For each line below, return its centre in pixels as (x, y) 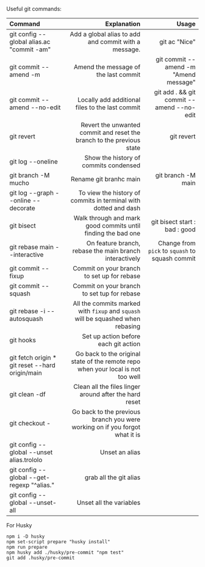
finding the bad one (113, 233)
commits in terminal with (106, 200)
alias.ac (39, 42)
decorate (22, 208)
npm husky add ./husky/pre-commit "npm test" (65, 552)
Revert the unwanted (111, 125)
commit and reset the (110, 132)
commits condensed (111, 165)
